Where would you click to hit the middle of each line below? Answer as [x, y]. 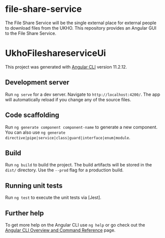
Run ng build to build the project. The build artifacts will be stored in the [79, 165]
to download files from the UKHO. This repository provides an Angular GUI [81, 28]
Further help [25, 213]
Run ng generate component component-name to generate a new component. [82, 127]
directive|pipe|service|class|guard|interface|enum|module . [68, 137]
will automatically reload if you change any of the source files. [68, 99]
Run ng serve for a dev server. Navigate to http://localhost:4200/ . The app [83, 94]
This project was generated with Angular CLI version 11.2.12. [66, 67]
